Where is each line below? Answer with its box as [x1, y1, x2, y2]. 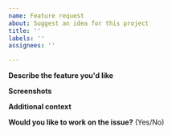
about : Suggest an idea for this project [8, 19, 149, 27]
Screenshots [8, 86, 52, 96]
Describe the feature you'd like [8, 71, 114, 80]
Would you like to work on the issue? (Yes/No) [8, 117, 165, 127]
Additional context [8, 102, 72, 112]
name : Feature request [8, 11, 84, 20]
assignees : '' [8, 42, 56, 50]
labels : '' [8, 34, 45, 43]
